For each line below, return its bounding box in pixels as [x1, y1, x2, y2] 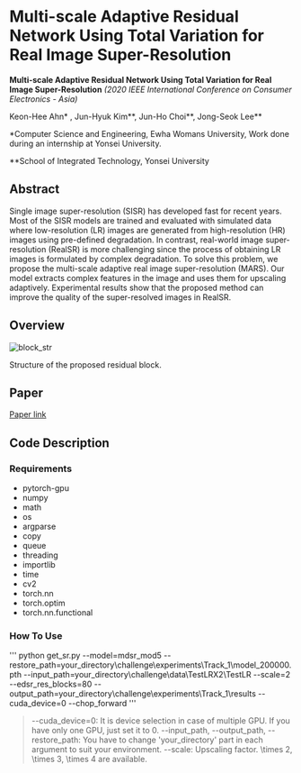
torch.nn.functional [22, 607, 93, 618]
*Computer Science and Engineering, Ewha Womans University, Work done [9, 128, 290, 139]
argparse [22, 521, 57, 532]
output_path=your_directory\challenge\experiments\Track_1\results [9, 688, 256, 699]
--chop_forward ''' [68, 698, 137, 709]
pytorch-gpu [22, 483, 70, 494]
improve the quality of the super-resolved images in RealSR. [9, 291, 232, 303]
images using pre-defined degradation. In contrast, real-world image [9, 234, 263, 245]
